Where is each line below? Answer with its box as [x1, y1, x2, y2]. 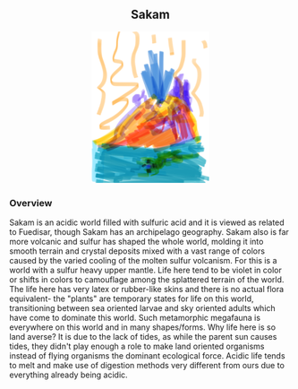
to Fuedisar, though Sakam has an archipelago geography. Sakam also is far [9, 227, 289, 238]
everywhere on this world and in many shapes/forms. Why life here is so [9, 322, 276, 333]
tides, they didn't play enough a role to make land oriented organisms [9, 341, 265, 352]
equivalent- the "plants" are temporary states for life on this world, [9, 293, 254, 304]
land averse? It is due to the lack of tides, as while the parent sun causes [9, 332, 277, 342]
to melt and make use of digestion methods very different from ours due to [9, 360, 285, 371]
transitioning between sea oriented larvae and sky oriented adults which [9, 303, 276, 314]
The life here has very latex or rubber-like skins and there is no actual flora [9, 284, 285, 295]
